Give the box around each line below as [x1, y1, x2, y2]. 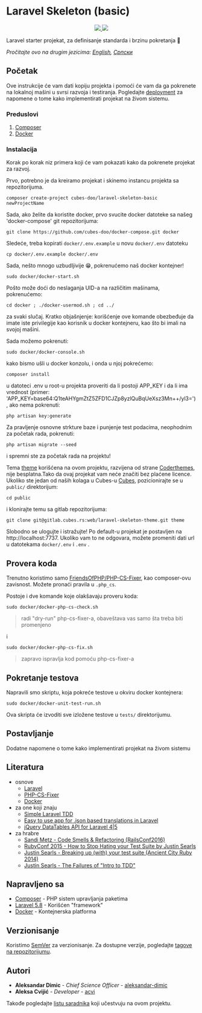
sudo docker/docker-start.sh [6, 274, 80, 280]
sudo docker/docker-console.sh [6, 349, 85, 355]
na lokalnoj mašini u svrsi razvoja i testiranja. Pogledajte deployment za [6, 88, 183, 95]
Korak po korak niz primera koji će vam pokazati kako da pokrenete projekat [6, 159, 195, 166]
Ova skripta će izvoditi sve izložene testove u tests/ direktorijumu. [6, 711, 172, 718]
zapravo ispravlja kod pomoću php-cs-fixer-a [21, 655, 134, 662]
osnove [14, 778, 34, 785]
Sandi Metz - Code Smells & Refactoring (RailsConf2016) [24, 836, 166, 843]
